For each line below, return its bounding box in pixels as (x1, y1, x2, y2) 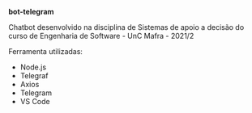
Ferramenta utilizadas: (8, 47, 83, 56)
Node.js (19, 62, 47, 72)
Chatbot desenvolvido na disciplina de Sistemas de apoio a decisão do (8, 23, 245, 31)
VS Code (19, 97, 50, 106)
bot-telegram (8, 7, 54, 16)
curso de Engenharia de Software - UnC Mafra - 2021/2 (8, 31, 194, 40)
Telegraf (19, 71, 49, 80)
